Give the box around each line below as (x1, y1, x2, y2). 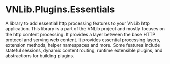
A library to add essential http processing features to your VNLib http (5, 20, 150, 26)
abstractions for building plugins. (5, 52, 75, 59)
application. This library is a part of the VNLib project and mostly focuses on (5, 25, 165, 31)
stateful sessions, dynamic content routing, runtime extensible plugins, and (5, 47, 163, 53)
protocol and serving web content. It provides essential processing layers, (5, 37, 160, 43)
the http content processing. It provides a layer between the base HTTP (5, 31, 156, 37)
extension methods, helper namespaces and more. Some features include (5, 42, 160, 48)
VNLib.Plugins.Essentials (5, 4, 115, 15)
